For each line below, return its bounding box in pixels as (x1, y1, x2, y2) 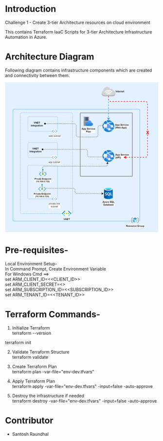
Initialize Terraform (12, 325, 50, 331)
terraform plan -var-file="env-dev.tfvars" (12, 368, 94, 374)
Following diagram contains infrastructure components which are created (5, 67, 152, 73)
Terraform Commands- (5, 309, 101, 320)
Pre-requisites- (5, 245, 69, 256)
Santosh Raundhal (12, 431, 49, 437)
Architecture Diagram (5, 51, 94, 62)
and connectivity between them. (5, 72, 70, 78)
